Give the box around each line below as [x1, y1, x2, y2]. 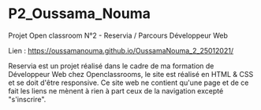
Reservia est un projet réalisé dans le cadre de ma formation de [8, 60, 214, 71]
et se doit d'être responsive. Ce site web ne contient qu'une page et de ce [8, 78, 249, 87]
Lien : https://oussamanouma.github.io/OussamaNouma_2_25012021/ [8, 46, 234, 55]
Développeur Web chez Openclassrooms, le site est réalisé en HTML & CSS [8, 69, 254, 79]
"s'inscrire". [8, 94, 47, 104]
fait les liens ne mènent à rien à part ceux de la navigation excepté [8, 86, 224, 95]
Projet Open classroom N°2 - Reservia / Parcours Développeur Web [8, 31, 229, 40]
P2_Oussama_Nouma [8, 5, 151, 23]
